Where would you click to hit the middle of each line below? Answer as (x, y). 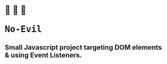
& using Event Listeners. (43, 55)
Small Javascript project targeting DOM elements (83, 47)
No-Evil (23, 29)
